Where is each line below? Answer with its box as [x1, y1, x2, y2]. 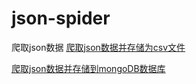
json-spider [11, 7, 111, 30]
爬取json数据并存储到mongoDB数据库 [11, 62, 166, 74]
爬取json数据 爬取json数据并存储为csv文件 [11, 41, 186, 53]
